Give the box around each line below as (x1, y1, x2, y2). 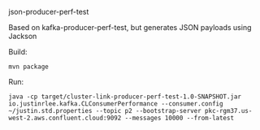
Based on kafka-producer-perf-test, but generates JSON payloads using (8, 23, 252, 32)
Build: (8, 47, 28, 56)
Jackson (8, 32, 37, 41)
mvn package (8, 63, 49, 71)
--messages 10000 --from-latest (124, 114, 234, 122)
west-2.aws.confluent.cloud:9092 (8, 114, 122, 122)
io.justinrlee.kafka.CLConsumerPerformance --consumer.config (8, 100, 223, 108)
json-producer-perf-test (8, 7, 89, 16)
